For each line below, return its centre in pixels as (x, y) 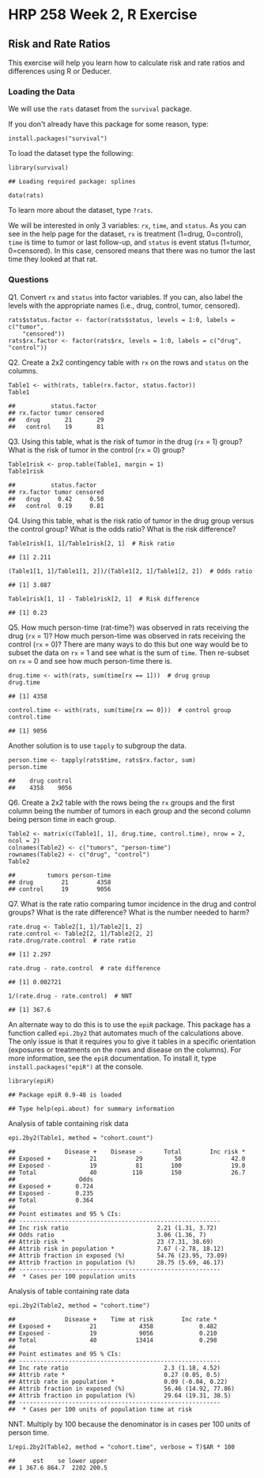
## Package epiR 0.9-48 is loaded (65, 1095)
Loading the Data (41, 91)
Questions (28, 280)
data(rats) (26, 195)
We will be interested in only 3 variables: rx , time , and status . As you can (127, 225)
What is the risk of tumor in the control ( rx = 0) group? (97, 449)
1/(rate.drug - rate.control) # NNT (70, 996)
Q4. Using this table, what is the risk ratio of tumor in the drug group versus (131, 521)
